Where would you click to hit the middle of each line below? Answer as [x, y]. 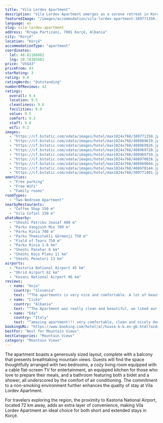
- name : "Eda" [24, 313]
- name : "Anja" [25, 286]
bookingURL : [17, 327]
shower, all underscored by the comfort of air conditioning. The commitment [81, 380]
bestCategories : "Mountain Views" [40, 336]
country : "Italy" [31, 318]
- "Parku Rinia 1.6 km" [33, 245]
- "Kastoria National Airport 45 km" [48, 268]
